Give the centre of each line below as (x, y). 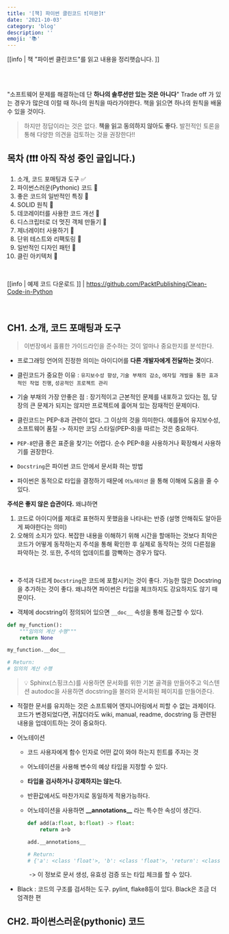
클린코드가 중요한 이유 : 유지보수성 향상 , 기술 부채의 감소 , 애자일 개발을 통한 (111, 375)
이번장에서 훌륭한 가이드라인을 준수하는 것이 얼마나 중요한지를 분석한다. (119, 346)
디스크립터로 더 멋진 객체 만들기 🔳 (62, 222)
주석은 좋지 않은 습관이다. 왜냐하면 (52, 503)
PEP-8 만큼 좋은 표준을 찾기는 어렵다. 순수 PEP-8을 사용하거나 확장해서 (110, 443)
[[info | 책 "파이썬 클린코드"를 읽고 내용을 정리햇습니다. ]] (83, 60)
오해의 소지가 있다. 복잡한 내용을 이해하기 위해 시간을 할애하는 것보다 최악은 (117, 535)
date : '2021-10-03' (35, 20)
